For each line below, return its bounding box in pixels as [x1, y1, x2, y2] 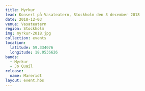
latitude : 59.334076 [10, 45, 53, 50]
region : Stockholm [5, 26, 44, 31]
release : [5, 69, 24, 74]
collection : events [5, 36, 47, 41]
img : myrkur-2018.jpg [5, 31, 51, 36]
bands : [5, 54, 19, 60]
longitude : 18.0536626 [10, 50, 58, 55]
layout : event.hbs [5, 78, 44, 83]
